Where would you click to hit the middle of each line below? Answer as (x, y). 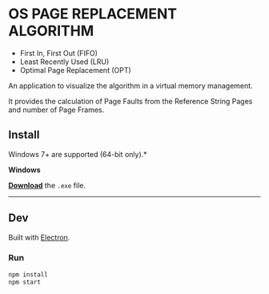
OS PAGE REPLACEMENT (93, 14)
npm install (28, 274)
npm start (25, 282)
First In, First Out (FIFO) (59, 53)
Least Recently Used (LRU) (64, 62)
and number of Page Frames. (56, 110)
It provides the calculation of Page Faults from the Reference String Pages (130, 101)
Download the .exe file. (47, 185)
